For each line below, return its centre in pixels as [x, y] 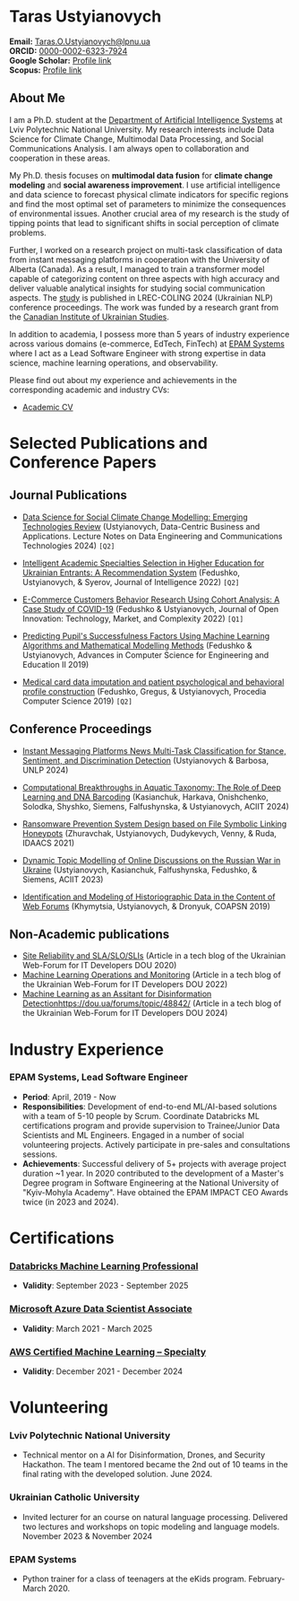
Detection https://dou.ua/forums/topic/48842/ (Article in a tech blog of [152, 1003]
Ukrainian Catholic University [75, 1498]
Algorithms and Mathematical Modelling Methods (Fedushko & [137, 645]
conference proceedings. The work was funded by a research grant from [144, 307]
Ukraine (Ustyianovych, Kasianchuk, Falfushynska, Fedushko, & [140, 870]
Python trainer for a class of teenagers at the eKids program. [134, 1579]
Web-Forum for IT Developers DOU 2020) [99, 966]
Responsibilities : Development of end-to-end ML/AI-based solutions [149, 1107]
